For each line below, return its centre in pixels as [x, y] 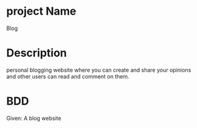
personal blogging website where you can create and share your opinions [99, 70]
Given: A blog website [34, 118]
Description [37, 53]
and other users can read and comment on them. [68, 76]
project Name [41, 11]
